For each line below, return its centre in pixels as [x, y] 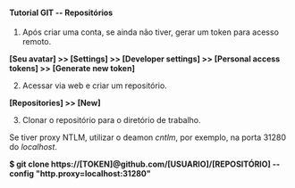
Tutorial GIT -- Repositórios [61, 12]
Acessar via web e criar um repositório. [94, 86]
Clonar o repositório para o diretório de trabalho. [111, 120]
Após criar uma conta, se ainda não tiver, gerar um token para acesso [151, 32]
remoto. [37, 42]
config [21, 174]
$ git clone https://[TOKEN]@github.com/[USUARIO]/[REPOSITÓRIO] [140, 164]
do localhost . [34, 147]
